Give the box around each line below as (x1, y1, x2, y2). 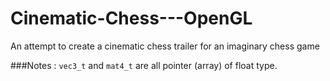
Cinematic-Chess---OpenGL (10, 7, 253, 30)
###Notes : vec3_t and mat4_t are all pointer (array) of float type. (10, 59, 278, 71)
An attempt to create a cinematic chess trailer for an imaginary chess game (10, 40, 320, 52)
